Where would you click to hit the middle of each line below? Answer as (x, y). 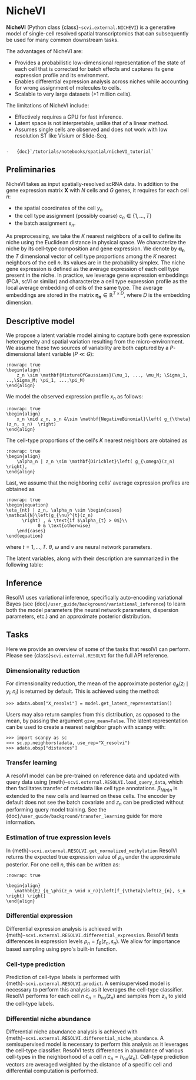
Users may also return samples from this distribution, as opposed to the (93, 714)
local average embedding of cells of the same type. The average (84, 287)
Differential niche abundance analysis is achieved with (72, 1032)
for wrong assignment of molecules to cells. (68, 87)
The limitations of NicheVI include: (48, 105)
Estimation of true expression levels (59, 837)
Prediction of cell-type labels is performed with (63, 977)
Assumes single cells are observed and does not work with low (91, 129)
